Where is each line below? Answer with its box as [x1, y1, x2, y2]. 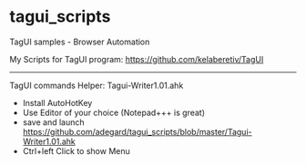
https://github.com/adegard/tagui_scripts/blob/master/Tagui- [22, 126, 252, 137]
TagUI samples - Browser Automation [9, 36, 150, 47]
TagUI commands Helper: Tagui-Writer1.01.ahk [9, 80, 184, 91]
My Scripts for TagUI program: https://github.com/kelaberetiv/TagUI [9, 53, 264, 64]
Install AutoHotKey [22, 97, 93, 108]
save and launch [22, 116, 85, 128]
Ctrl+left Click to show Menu [22, 145, 130, 156]
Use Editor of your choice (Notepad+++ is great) [22, 107, 205, 118]
